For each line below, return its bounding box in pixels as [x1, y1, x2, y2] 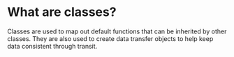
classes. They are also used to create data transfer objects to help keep [7, 34, 214, 42]
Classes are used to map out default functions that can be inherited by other [7, 27, 227, 35]
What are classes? [7, 4, 117, 20]
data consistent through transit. [7, 42, 98, 50]
